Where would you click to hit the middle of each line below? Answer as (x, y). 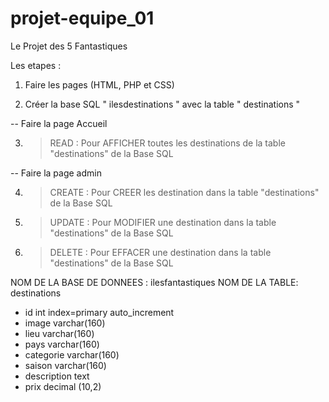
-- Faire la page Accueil (59, 123)
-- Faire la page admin (56, 173)
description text (57, 376)
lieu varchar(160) (59, 333)
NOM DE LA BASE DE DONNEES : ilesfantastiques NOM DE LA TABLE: (154, 282)
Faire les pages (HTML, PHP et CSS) (99, 84)
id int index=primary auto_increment (99, 312)
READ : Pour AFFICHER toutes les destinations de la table (167, 143)
